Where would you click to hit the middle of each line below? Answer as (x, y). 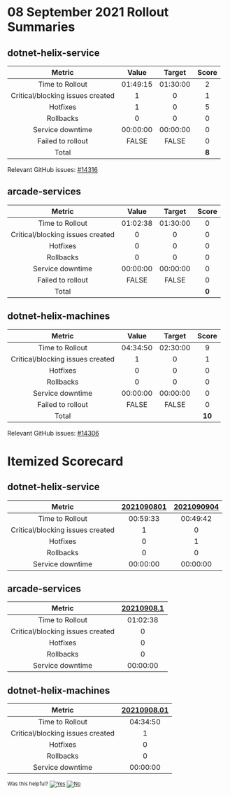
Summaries (41, 27)
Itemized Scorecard (65, 461)
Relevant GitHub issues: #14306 (53, 433)
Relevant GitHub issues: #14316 (52, 170)
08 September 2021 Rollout (88, 12)
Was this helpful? (28, 784)
